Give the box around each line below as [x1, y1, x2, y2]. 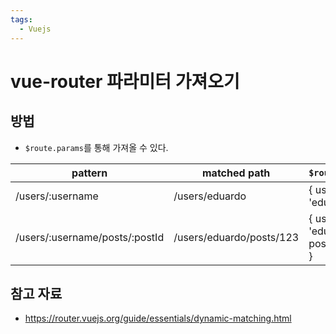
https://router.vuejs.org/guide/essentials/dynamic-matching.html [24, 312, 292, 325]
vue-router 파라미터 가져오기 [10, 70, 240, 93]
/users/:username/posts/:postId [15, 230, 165, 244]
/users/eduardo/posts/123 [173, 230, 300, 244]
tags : [10, 14, 33, 25]
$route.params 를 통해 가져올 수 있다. [24, 141, 169, 153]
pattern [71, 166, 108, 180]
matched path [202, 166, 271, 180]
